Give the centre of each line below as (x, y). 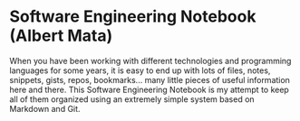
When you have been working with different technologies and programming (150, 60)
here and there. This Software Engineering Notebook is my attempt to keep (150, 89)
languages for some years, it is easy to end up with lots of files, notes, (140, 70)
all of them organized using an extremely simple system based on (132, 99)
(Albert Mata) (61, 36)
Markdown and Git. (45, 108)
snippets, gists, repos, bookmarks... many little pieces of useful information (150, 79)
